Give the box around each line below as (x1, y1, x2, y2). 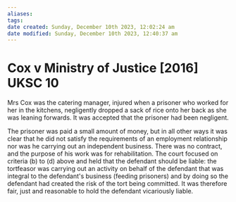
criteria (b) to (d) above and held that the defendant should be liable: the (7, 157, 217, 165)
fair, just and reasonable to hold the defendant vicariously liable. (7, 187, 194, 196)
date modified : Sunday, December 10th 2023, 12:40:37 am (7, 30, 178, 37)
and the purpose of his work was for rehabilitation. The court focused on (7, 149, 218, 158)
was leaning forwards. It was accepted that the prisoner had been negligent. (7, 113, 229, 122)
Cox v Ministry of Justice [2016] (7, 61, 199, 76)
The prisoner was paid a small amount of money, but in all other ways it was (7, 127, 228, 136)
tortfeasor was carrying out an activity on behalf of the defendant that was (7, 165, 224, 173)
